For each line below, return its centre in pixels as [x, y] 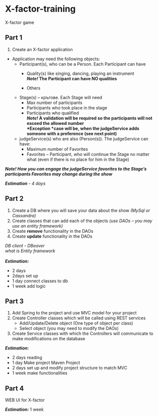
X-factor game [20, 22]
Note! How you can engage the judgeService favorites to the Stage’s [76, 169]
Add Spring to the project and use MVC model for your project [74, 313]
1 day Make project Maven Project [46, 363]
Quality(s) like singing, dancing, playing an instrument [80, 73]
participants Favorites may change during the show [59, 174]
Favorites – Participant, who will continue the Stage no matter [88, 154]
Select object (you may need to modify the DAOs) [69, 329]
